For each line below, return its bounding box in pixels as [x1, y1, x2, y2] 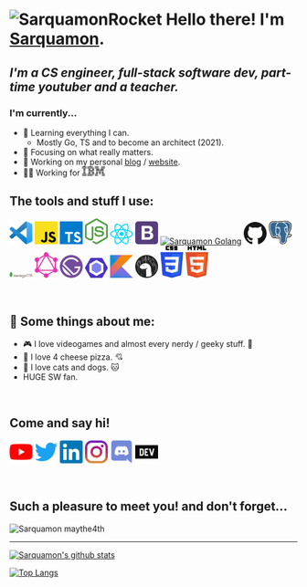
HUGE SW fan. [22, 372, 79, 383]
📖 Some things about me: [9, 313, 155, 329]
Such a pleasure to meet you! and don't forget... [9, 498, 288, 515]
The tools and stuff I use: [9, 194, 154, 209]
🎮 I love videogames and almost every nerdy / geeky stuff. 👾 [22, 339, 253, 350]
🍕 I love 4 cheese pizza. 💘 [22, 351, 123, 362]
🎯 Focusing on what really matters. [22, 146, 153, 157]
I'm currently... [9, 106, 78, 119]
